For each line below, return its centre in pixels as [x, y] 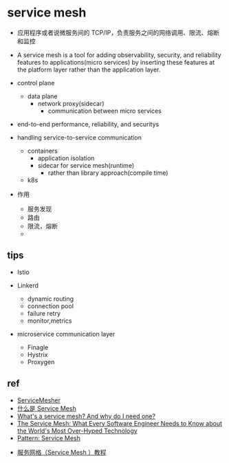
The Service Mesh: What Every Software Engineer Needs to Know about [119, 423]
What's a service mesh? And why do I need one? [86, 416]
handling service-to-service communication [79, 137]
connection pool [51, 306]
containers [43, 151]
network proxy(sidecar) [71, 103]
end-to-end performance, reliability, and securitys [88, 124]
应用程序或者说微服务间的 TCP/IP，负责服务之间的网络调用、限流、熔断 [118, 32]
